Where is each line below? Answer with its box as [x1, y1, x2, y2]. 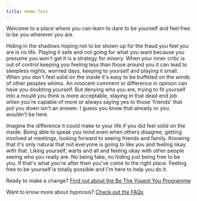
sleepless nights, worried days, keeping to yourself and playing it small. [6, 67, 179, 74]
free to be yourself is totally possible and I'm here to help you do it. [6, 165, 168, 173]
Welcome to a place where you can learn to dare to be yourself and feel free [6, 25, 191, 32]
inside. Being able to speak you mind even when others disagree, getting [6, 128, 182, 135]
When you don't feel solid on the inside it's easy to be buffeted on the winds [6, 73, 191, 80]
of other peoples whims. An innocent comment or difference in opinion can [6, 80, 188, 87]
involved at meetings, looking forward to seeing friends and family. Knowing [6, 134, 190, 141]
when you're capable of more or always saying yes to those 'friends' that [6, 98, 183, 105]
